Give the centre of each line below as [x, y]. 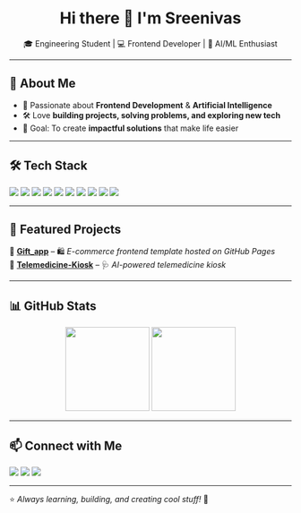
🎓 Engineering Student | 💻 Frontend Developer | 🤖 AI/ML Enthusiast [150, 43]
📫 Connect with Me [66, 445]
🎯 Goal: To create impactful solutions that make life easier [130, 128]
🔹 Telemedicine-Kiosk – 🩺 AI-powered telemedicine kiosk [118, 265]
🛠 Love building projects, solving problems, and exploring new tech [151, 115]
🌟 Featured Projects [65, 229]
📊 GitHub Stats [53, 306]
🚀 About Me [43, 84]
